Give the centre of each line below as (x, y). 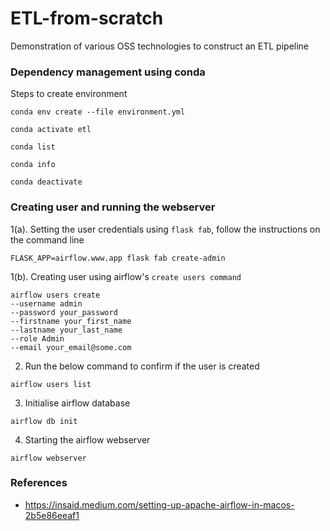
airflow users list (51, 384)
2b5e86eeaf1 (52, 515)
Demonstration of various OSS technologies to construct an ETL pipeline (160, 46)
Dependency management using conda (108, 72)
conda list (33, 147)
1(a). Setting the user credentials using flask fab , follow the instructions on (165, 229)
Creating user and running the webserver (113, 207)
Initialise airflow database (77, 403)
